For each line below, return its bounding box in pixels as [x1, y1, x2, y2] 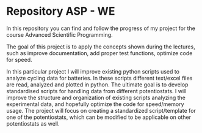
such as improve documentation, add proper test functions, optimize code [6, 49, 193, 56]
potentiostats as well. [6, 120, 60, 127]
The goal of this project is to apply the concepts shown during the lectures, [6, 43, 195, 50]
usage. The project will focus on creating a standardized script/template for [6, 107, 197, 114]
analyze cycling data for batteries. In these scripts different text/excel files [6, 74, 193, 82]
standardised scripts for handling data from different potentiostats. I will [6, 87, 187, 94]
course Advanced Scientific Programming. [6, 31, 113, 38]
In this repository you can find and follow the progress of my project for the [6, 25, 195, 32]
